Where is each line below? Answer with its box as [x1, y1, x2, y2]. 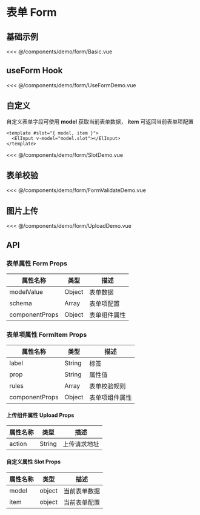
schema [9, 299, 32, 307]
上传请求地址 [62, 440, 99, 448]
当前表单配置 [63, 498, 100, 507]
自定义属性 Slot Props [6, 458, 61, 465]
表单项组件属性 [89, 393, 132, 402]
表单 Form [6, 5, 57, 19]
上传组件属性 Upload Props [6, 411, 75, 419]
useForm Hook [6, 65, 63, 76]
